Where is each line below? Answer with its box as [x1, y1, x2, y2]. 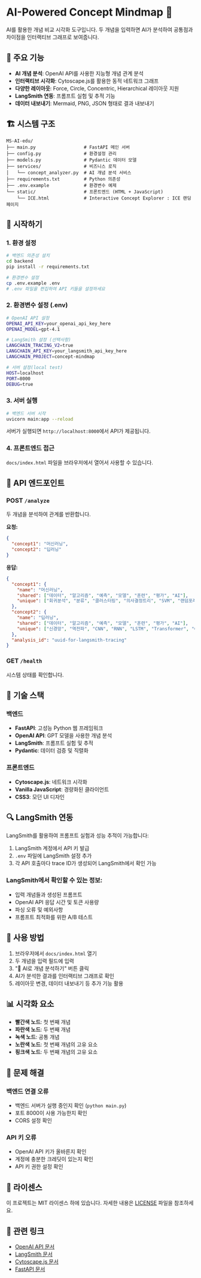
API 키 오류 [6, 1133, 37, 1141]
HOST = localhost [6, 370, 44, 376]
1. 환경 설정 [6, 238, 36, 247]
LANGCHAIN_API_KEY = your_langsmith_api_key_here [6, 348, 127, 354]
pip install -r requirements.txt [6, 264, 90, 270]
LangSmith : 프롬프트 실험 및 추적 [14, 739, 94, 747]
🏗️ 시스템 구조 [6, 119, 56, 129]
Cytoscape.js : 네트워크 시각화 [14, 778, 88, 785]
